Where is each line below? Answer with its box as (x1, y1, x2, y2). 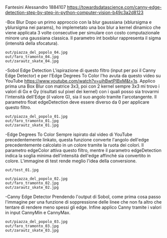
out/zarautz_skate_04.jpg (5, 59, 59, 64)
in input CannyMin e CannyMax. (5, 210, 71, 216)
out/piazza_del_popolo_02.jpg (5, 176, 68, 181)
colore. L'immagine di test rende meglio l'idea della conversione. (5, 158, 137, 164)
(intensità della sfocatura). (5, 40, 59, 46)
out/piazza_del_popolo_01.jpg (5, 114, 68, 119)
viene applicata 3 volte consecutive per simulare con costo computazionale (5, 30, 160, 35)
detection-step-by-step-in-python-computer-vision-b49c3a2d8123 (5, 9, 144, 15)
